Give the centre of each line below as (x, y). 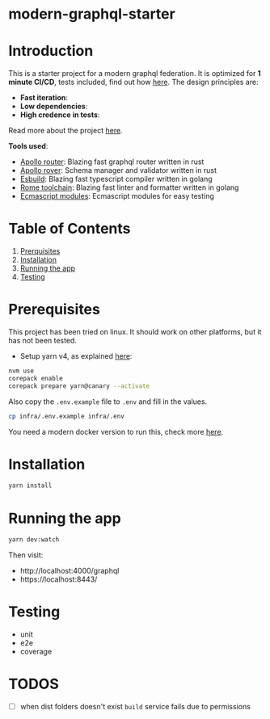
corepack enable (36, 378)
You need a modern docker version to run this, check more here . (116, 431)
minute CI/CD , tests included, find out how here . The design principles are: (133, 82)
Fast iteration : (44, 98)
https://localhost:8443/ (59, 579)
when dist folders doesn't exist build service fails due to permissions (135, 706)
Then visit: (26, 555)
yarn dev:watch (34, 540)
